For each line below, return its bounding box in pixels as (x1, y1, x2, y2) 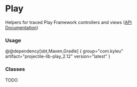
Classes (5, 66, 25, 73)
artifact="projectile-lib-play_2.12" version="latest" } (5, 53, 111, 59)
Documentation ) (5, 24, 38, 30)
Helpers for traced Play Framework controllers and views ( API (5, 19, 132, 25)
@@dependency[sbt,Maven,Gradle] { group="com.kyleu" (5, 48, 124, 54)
